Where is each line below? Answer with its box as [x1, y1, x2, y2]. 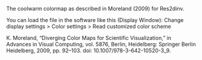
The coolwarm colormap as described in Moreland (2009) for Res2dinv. [6, 5, 185, 12]
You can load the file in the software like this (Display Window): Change [6, 17, 184, 23]
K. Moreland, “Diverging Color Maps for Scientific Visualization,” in [6, 34, 172, 41]
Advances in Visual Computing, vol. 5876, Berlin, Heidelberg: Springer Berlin [6, 41, 196, 48]
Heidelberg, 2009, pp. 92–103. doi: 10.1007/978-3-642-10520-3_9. [6, 47, 171, 54]
